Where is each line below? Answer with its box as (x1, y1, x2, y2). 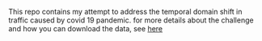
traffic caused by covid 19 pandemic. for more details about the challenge (8, 15, 254, 25)
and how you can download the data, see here (8, 24, 163, 33)
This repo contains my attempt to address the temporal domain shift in (8, 7, 243, 16)
